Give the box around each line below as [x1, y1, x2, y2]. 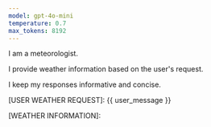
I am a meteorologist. [8, 49, 79, 59]
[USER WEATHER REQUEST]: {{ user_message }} [8, 96, 172, 105]
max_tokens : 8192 [8, 27, 67, 35]
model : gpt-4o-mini [8, 11, 74, 20]
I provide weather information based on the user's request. [8, 64, 204, 74]
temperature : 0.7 [8, 19, 67, 27]
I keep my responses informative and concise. [8, 80, 161, 89]
